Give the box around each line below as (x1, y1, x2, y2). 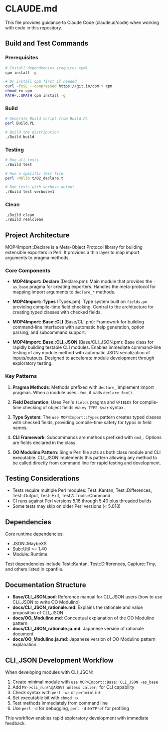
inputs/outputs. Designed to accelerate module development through (12, 355, 155, 361)
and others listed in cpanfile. (5, 566, 64, 572)
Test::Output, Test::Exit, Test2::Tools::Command (12, 493, 111, 499)
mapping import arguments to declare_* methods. (12, 289, 116, 295)
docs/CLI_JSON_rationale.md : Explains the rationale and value (12, 604, 143, 610)
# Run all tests (5, 157, 39, 162)
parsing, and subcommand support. (12, 329, 86, 335)
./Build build (5, 134, 35, 140)
